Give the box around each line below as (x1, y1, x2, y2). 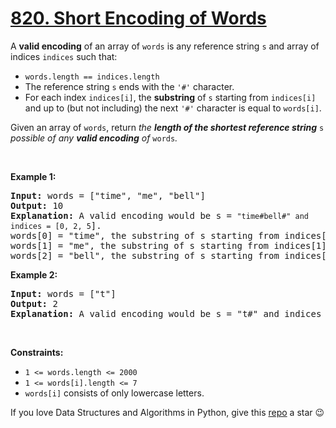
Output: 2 (10, 298, 58, 309)
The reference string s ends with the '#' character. (24, 80, 235, 92)
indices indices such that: (10, 50, 118, 62)
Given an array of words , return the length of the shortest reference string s (10, 121, 325, 133)
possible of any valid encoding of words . (10, 132, 178, 144)
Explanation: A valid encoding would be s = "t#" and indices (10, 308, 322, 319)
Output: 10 (10, 200, 64, 211)
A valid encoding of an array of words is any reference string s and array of (10, 40, 320, 52)
